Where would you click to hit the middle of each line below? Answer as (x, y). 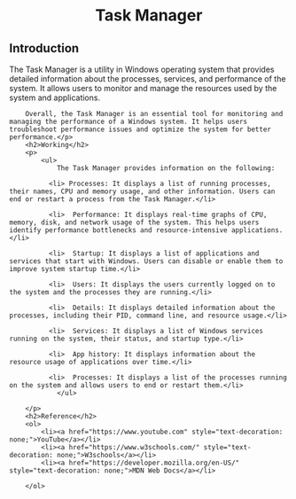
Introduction (44, 48)
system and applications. (55, 97)
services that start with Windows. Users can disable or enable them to (146, 261)
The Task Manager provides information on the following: (166, 168)
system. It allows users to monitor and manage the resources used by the (143, 88)
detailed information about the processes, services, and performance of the (148, 79)
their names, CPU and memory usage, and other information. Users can (142, 191)
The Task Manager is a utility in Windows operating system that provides (142, 69)
